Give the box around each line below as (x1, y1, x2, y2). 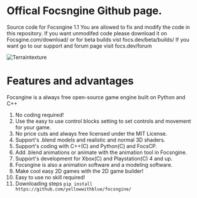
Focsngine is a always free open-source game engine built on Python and (6, 93, 186, 100)
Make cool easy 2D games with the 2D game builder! (15, 167, 143, 174)
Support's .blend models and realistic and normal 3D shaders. (15, 136, 166, 143)
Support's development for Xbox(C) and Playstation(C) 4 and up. (15, 155, 173, 162)
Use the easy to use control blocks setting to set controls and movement (15, 118, 192, 125)
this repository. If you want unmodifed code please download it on (6, 29, 167, 36)
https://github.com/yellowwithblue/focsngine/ (15, 186, 132, 192)
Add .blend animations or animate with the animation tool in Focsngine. (15, 149, 188, 156)
